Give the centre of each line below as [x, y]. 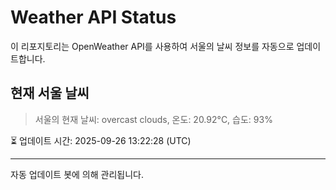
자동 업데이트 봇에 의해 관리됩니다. [77, 174]
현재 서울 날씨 [50, 93]
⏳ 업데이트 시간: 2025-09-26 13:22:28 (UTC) [101, 140]
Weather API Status [93, 17]
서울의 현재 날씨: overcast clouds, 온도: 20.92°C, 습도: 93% [153, 119]
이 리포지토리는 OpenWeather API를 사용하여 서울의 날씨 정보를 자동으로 [152, 46]
